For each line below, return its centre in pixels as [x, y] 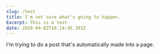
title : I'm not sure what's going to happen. [63, 17]
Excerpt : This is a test [37, 22]
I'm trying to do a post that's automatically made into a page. [80, 45]
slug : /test [21, 11]
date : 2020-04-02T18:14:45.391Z [46, 28]
